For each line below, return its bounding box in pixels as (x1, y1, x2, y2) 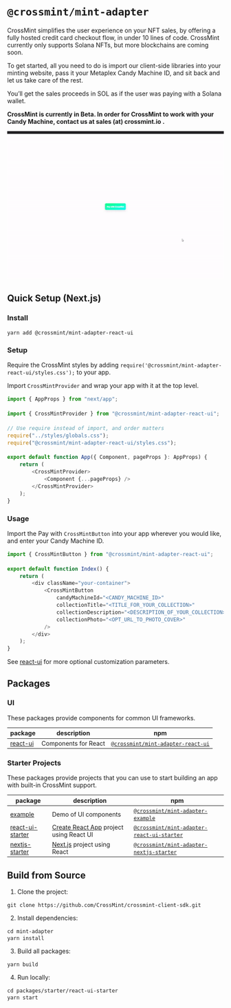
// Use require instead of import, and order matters (7, 425, 165, 431)
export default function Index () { (7, 565, 109, 572)
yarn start (7, 994, 38, 1001)
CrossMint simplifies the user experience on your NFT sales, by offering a (7, 26, 216, 34)
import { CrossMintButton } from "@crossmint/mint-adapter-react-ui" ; (7, 550, 214, 557)
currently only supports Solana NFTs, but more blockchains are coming (7, 41, 209, 49)
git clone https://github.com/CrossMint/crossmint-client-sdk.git (7, 901, 201, 908)
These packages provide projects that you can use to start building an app (7, 774, 218, 782)
